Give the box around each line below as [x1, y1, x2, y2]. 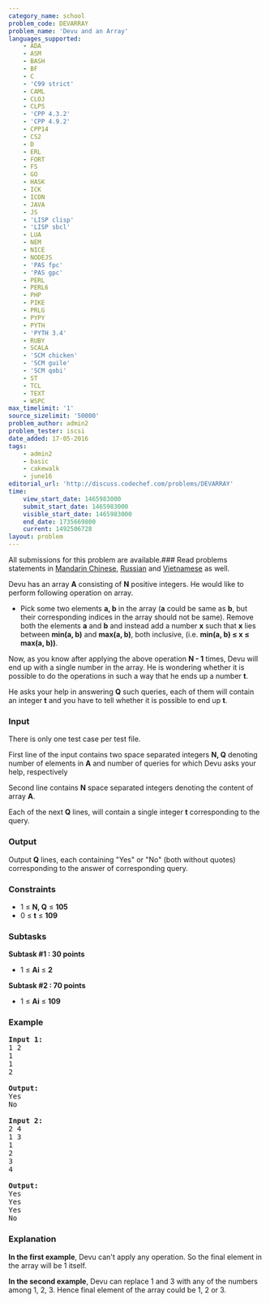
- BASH [23, 58, 45, 66]
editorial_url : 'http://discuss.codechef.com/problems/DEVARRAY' [8, 480, 234, 488]
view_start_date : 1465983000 [23, 494, 122, 503]
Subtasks [8, 930, 47, 942]
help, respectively [8, 767, 68, 777]
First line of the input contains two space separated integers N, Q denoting [8, 750, 258, 760]
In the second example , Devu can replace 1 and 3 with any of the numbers [8, 1276, 258, 1286]
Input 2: [8, 1116, 43, 1125]
